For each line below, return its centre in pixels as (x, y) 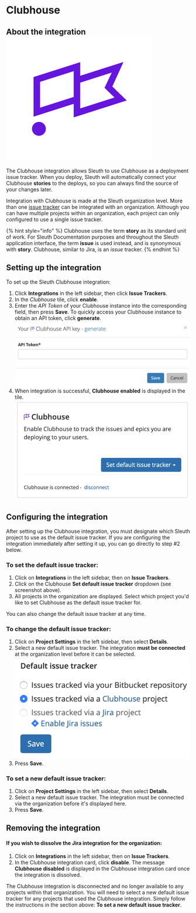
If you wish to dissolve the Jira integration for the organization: (84, 843)
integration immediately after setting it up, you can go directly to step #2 (93, 543)
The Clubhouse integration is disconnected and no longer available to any (95, 886)
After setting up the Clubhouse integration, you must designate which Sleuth (98, 531)
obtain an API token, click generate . (58, 318)
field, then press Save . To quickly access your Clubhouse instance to (98, 312)
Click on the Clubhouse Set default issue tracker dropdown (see (93, 584)
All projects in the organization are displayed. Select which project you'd (102, 597)
